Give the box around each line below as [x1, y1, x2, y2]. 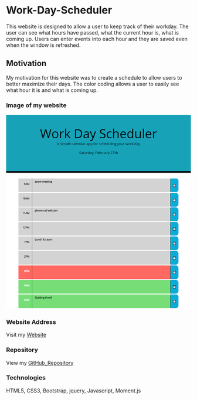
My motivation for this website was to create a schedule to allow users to [6, 74, 182, 81]
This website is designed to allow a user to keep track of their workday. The [6, 23, 189, 30]
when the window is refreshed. [6, 42, 81, 49]
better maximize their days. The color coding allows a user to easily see [6, 80, 179, 87]
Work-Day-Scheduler [6, 4, 113, 17]
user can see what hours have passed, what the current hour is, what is [6, 29, 179, 36]
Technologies [6, 374, 46, 382]
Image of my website [6, 101, 67, 109]
